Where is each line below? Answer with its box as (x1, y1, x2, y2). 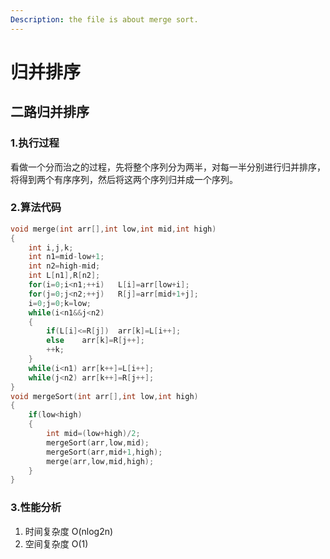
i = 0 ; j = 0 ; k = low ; (28, 298, 92, 308)
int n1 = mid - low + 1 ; (28, 252, 105, 262)
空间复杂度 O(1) (24, 537, 89, 550)
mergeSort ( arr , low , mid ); (46, 437, 150, 448)
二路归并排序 (10, 104, 90, 121)
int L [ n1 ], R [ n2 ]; (28, 271, 101, 281)
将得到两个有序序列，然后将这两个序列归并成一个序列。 (10, 173, 238, 185)
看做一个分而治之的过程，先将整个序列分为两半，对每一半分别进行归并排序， (10, 161, 326, 173)
